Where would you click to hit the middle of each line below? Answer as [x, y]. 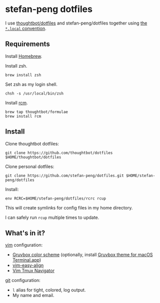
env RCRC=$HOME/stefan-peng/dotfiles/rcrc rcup [56, 198]
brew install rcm [23, 116]
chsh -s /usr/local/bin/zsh [34, 93]
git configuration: [23, 280]
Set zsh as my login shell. [31, 84]
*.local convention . [26, 28]
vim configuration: [24, 245]
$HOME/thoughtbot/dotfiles [33, 157]
